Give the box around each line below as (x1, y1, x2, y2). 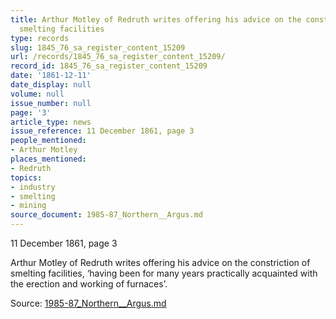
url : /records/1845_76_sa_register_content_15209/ (10, 52, 226, 62)
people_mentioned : (10, 136, 87, 146)
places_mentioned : (10, 154, 87, 164)
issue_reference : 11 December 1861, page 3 (10, 126, 195, 136)
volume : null (10, 89, 65, 99)
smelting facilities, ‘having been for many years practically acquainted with (10, 267, 318, 279)
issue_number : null (10, 98, 92, 108)
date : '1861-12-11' (10, 71, 92, 81)
